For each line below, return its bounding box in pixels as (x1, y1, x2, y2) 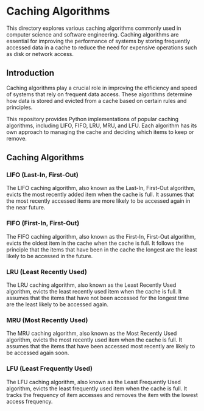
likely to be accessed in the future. (6, 252, 93, 259)
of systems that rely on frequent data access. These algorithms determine (6, 90, 192, 98)
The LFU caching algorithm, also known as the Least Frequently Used (6, 378, 181, 385)
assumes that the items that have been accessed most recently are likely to (6, 343, 195, 350)
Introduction (6, 68, 55, 79)
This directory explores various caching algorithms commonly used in (6, 24, 181, 32)
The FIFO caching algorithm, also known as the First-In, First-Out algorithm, (6, 233, 196, 240)
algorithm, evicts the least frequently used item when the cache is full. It (6, 385, 188, 392)
